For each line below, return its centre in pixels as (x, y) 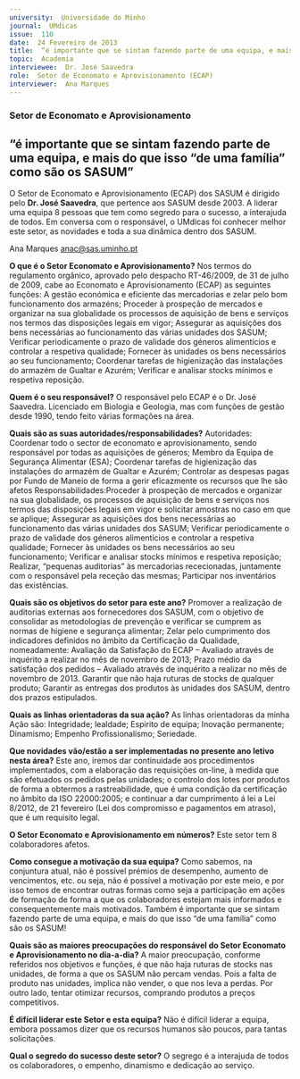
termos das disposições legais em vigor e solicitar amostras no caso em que (150, 509)
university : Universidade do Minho (77, 17)
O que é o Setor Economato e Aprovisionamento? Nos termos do (130, 266)
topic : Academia (42, 59)
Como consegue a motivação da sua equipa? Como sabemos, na (131, 862)
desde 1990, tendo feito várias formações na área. (102, 416)
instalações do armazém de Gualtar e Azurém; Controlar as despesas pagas (150, 472)
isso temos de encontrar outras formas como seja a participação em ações (147, 891)
